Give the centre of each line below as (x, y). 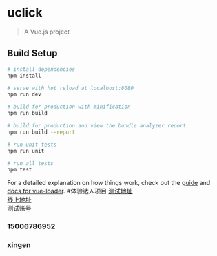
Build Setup (32, 53)
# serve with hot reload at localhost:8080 (71, 88)
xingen (19, 245)
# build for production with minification (69, 107)
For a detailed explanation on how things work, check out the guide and (109, 183)
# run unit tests (32, 145)
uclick (25, 13)
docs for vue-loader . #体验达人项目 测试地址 (70, 191)
